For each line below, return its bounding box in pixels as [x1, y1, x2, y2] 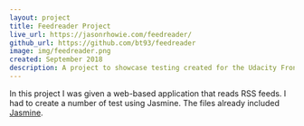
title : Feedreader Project [9, 22, 111, 31]
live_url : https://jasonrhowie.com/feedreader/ [9, 30, 193, 39]
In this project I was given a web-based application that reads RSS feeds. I [9, 87, 287, 99]
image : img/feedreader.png [9, 47, 111, 56]
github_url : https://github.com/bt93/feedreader [9, 38, 196, 48]
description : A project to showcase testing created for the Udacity [9, 64, 278, 73]
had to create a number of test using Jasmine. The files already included [9, 97, 280, 108]
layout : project [9, 13, 71, 22]
